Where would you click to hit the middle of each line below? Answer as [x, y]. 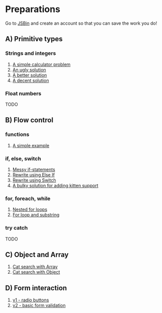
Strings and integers [31, 53]
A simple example [31, 145]
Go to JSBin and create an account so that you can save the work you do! [81, 23]
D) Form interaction [36, 288]
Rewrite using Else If [34, 175]
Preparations [33, 9]
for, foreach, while [28, 198]
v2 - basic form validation [39, 305]
